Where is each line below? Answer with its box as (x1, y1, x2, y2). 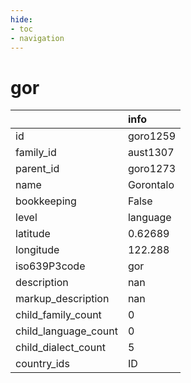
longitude (15, 243, 60, 257)
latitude (15, 227, 51, 241)
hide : (10, 14, 33, 25)
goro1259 (127, 129, 177, 143)
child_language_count (15, 324, 118, 338)
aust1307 (127, 146, 175, 160)
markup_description (15, 292, 110, 306)
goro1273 (127, 162, 177, 176)
